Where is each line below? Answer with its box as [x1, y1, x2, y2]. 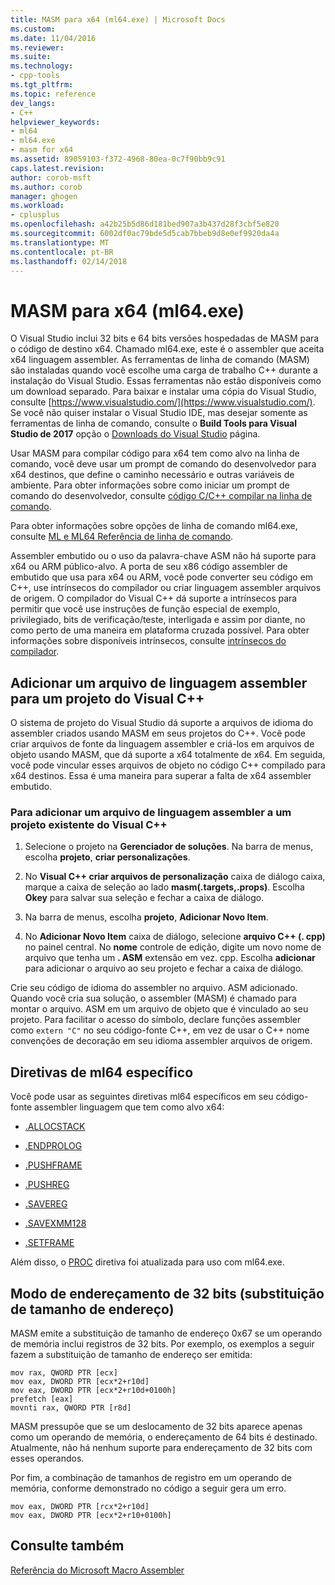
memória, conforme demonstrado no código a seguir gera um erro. [10, 1482, 287, 1495]
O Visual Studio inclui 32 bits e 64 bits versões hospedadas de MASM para [10, 332, 320, 345]
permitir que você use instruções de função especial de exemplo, [10, 603, 281, 615]
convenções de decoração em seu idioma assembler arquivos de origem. [10, 1035, 313, 1047]
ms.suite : [10, 52, 52, 62]
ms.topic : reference [10, 89, 97, 99]
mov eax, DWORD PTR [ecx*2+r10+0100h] [10, 1511, 172, 1521]
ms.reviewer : [10, 42, 65, 53]
